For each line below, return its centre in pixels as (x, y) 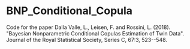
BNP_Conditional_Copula (70, 11)
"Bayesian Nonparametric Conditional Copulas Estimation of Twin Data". (95, 33)
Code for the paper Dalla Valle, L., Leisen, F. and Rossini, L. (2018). (88, 27)
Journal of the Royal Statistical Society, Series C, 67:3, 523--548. (87, 40)
